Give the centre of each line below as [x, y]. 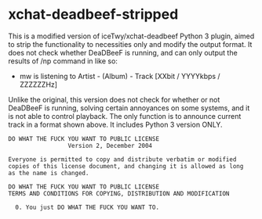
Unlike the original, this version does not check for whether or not [114, 99]
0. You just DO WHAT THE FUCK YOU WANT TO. [87, 207]
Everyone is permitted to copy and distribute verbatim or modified [122, 159]
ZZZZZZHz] [38, 84]
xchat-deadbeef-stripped [93, 14]
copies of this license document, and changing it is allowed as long [126, 166]
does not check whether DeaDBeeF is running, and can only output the [123, 52]
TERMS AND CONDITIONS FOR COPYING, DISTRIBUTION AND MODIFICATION [119, 193]
